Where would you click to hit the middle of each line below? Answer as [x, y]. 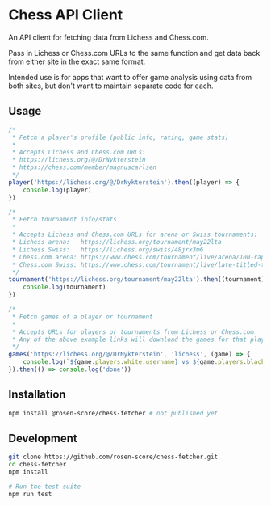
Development [43, 438]
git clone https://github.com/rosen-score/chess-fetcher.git [113, 457]
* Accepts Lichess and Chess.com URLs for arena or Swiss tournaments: [135, 235]
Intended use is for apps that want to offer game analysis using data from [130, 77]
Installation [37, 395]
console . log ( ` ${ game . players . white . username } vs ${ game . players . [135, 362]
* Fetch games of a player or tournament [82, 317]
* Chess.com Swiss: [45, 264]
